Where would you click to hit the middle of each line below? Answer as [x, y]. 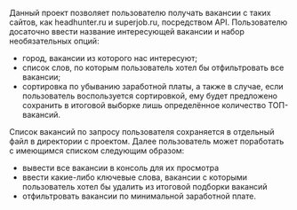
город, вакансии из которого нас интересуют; [110, 58]
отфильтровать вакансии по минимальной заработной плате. [139, 196]
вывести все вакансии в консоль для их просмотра [120, 168]
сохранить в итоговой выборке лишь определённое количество [144, 105]
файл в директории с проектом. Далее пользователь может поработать [147, 141]
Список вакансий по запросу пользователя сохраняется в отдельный [142, 132]
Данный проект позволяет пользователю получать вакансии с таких [140, 13]
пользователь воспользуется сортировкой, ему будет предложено [150, 96]
